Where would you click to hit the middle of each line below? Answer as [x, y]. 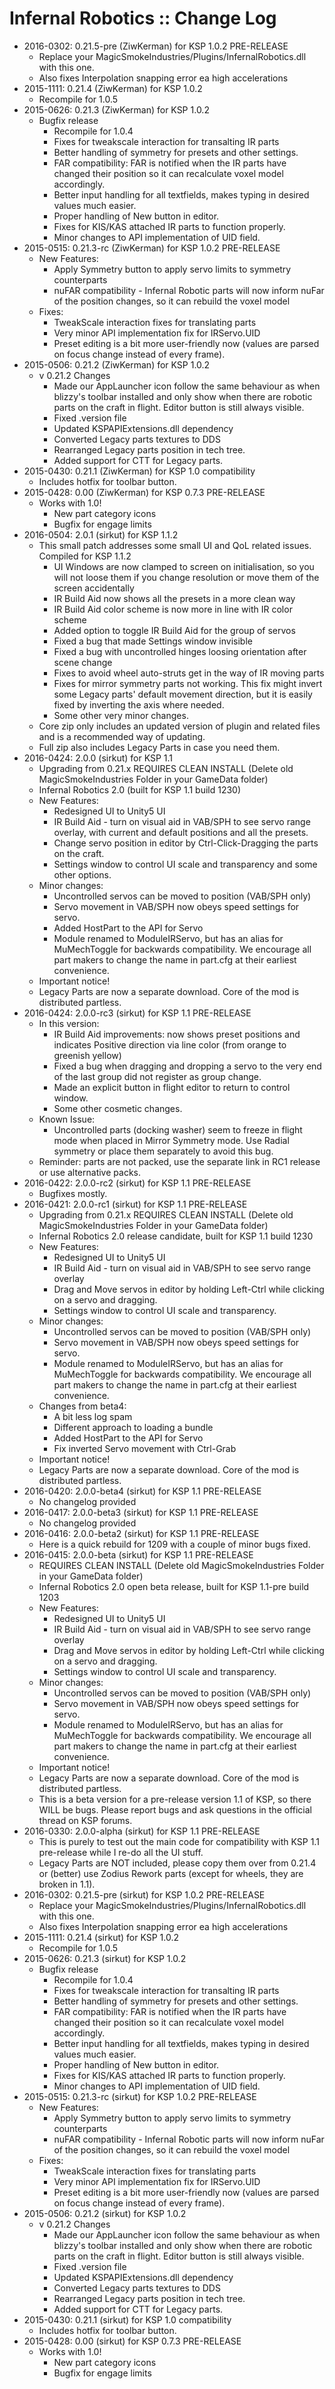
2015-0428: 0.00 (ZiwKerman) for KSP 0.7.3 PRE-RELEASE [144, 492]
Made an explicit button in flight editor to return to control [172, 1087]
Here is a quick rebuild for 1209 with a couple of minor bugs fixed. [174, 1544]
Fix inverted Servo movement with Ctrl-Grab [145, 1448]
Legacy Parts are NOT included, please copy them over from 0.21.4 [177, 1863]
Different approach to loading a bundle [133, 1427]
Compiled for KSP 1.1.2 [85, 556]
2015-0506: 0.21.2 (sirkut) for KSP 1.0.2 [105, 2213]
